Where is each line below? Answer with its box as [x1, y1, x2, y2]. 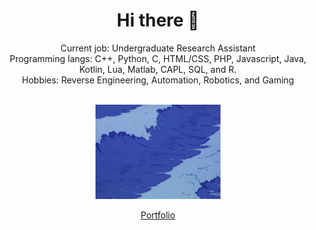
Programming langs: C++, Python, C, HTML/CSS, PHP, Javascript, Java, [9, 52, 307, 64]
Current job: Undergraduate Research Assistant [59, 42, 257, 54]
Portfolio [140, 209, 176, 221]
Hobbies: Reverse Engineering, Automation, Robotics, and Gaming [21, 74, 295, 86]
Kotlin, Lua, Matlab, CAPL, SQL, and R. [79, 63, 237, 75]
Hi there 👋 [116, 9, 200, 32]
